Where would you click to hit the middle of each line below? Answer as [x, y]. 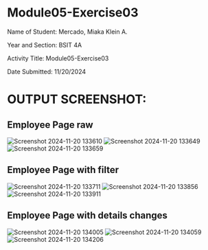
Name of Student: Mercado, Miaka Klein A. [68, 32]
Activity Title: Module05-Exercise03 [58, 58]
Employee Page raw [50, 125]
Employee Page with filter [63, 170]
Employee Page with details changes [88, 215]
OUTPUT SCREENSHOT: [77, 99]
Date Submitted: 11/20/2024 [47, 71]
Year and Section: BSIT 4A [45, 45]
